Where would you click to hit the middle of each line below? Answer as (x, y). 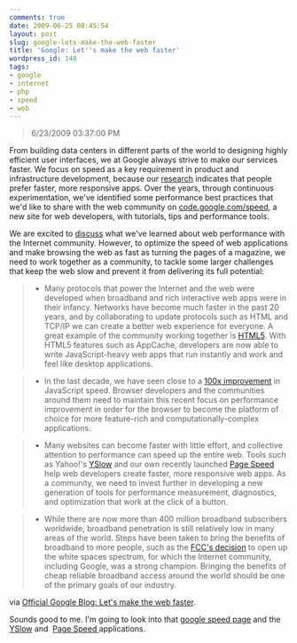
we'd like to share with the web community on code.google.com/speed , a (143, 207)
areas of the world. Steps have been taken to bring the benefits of (164, 538)
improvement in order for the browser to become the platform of (161, 410)
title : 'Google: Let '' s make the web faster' (94, 51)
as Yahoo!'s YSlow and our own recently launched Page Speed (159, 464)
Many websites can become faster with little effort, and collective (164, 445)
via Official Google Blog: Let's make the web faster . (103, 602)
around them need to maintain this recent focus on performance (161, 400)
